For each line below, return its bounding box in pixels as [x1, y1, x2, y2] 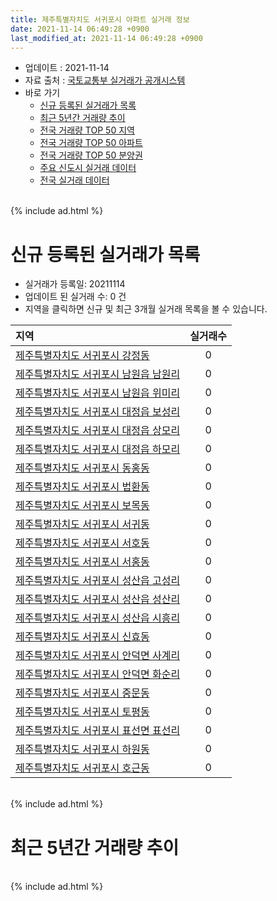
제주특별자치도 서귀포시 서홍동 [15, 555, 150, 569]
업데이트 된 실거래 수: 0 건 [24, 291, 127, 303]
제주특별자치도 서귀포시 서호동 [15, 536, 150, 550]
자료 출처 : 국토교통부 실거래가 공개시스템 [24, 74, 186, 86]
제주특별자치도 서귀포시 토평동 [15, 705, 150, 719]
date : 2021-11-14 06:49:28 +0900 [10, 24, 150, 34]
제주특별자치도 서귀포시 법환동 [15, 480, 150, 494]
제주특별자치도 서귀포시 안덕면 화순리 [15, 667, 181, 681]
